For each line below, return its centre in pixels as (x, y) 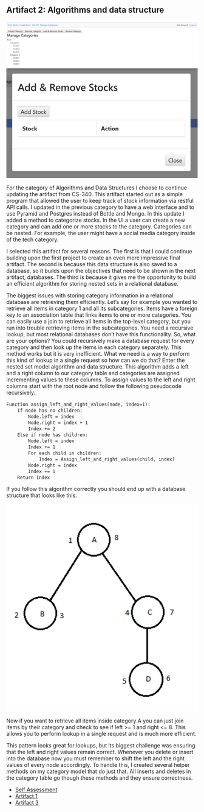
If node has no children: (50, 411)
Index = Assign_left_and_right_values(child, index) (107, 459)
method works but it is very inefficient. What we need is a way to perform (98, 354)
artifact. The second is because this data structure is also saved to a (92, 264)
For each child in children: (65, 453)
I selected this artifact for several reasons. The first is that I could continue (99, 252)
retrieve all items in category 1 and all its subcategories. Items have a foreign (102, 309)
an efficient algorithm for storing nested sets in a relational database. (93, 284)
